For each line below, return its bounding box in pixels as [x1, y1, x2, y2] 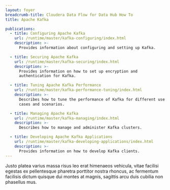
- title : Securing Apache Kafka [10, 54, 79, 59]
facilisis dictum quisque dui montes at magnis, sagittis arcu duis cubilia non [5, 173, 163, 179]
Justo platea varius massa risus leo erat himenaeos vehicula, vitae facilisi [5, 162, 159, 169]
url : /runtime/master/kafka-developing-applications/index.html [14, 139, 154, 144]
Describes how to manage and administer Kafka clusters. [18, 125, 143, 130]
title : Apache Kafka [5, 17, 49, 22]
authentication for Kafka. [18, 74, 76, 79]
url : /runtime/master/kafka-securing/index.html [14, 59, 120, 64]
